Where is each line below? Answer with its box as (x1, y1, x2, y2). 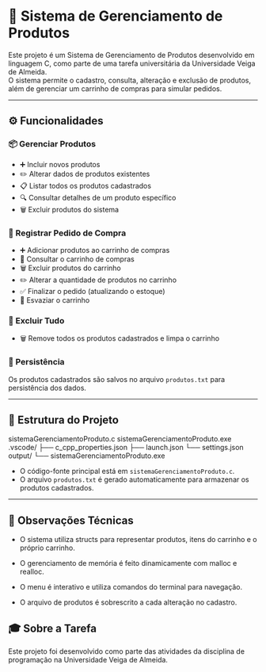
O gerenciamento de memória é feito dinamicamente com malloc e (19, 559, 237, 568)
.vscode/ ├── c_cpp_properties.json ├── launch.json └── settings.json (8, 443, 244, 452)
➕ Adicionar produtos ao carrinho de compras (19, 245, 170, 254)
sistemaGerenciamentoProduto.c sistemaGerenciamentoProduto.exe (8, 434, 232, 444)
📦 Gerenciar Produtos (8, 139, 97, 150)
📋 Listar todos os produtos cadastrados (19, 181, 152, 190)
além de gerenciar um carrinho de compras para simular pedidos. (8, 83, 222, 94)
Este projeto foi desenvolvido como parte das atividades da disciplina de (8, 646, 245, 656)
